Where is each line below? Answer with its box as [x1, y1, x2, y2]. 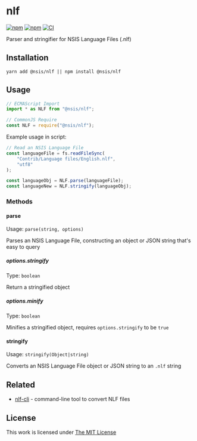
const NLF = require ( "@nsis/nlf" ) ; [6, 122, 95, 129]
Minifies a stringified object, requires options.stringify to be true [6, 324, 169, 331]
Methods [6, 198, 33, 206]
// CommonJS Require [6, 117, 58, 123]
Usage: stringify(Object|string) [6, 351, 89, 358]
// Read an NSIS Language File [6, 145, 84, 151]
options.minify [6, 297, 43, 304]
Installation [6, 53, 49, 63]
